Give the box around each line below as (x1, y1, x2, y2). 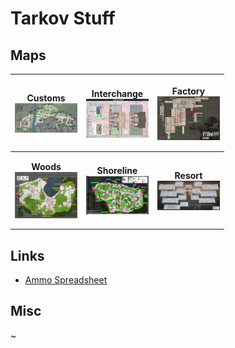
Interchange (91, 87, 144, 99)
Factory (171, 85, 206, 97)
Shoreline (96, 165, 138, 177)
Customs (26, 92, 66, 104)
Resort (174, 169, 203, 181)
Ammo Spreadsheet (24, 274, 108, 286)
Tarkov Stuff (10, 7, 116, 30)
